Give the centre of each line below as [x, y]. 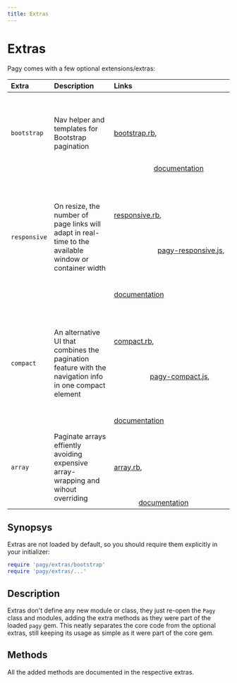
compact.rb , [134, 341]
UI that [65, 341]
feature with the [80, 368]
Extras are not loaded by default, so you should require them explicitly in [113, 545]
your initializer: [29, 552]
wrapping [70, 480]
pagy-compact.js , [180, 376]
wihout [65, 489]
